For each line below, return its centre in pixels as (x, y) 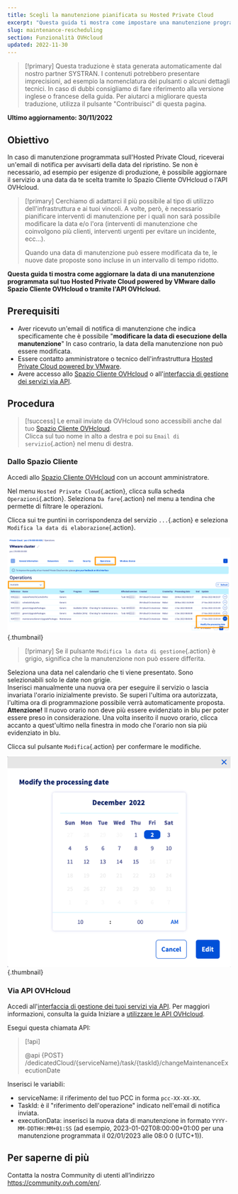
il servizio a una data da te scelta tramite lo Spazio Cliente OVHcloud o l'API (118, 179)
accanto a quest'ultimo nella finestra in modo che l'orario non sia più (107, 725)
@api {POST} (44, 1055)
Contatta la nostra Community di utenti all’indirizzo (81, 1175)
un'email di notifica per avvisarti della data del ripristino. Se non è (103, 164)
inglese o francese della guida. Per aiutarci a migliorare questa (116, 97)
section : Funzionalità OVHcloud (55, 38)
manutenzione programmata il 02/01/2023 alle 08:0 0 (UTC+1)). (110, 1135)
